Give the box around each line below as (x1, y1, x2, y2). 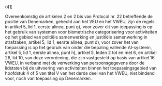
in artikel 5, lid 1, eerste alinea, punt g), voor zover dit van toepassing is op (5, 24, 153, 30)
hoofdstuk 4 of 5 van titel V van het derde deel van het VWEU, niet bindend (5, 70, 155, 76)
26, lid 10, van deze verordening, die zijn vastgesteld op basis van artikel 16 (5, 55, 155, 60)
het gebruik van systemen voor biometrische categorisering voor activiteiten (5, 29, 158, 34)
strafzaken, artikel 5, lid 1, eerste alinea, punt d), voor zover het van (5, 39, 139, 45)
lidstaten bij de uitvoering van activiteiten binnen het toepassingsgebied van (5, 65, 157, 71)
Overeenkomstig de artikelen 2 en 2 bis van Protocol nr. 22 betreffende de (5, 14, 153, 19)
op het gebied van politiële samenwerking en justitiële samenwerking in (5, 34, 147, 40)
